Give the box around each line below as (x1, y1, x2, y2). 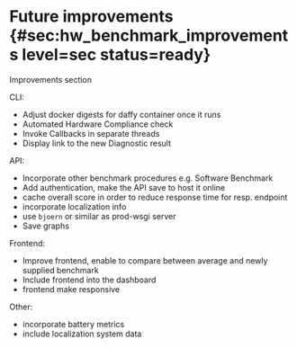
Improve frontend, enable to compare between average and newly (22, 254, 268, 266)
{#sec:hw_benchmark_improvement (9, 25, 289, 46)
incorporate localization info (22, 201, 127, 212)
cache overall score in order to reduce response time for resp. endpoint (22, 192, 288, 202)
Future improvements (9, 6, 174, 27)
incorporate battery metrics (22, 318, 125, 329)
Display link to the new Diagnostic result (22, 138, 172, 148)
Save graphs (22, 220, 70, 231)
